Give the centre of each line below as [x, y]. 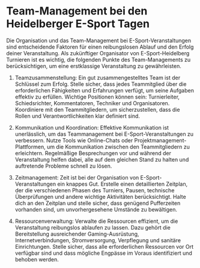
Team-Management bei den [77, 11]
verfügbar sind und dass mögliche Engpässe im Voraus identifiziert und [103, 253]
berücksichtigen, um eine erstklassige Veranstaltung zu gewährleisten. [94, 66]
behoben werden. [37, 259]
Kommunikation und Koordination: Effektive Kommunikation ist [92, 127]
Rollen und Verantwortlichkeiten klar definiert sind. [77, 116]
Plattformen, [30, 147]
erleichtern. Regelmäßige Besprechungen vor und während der [93, 153]
